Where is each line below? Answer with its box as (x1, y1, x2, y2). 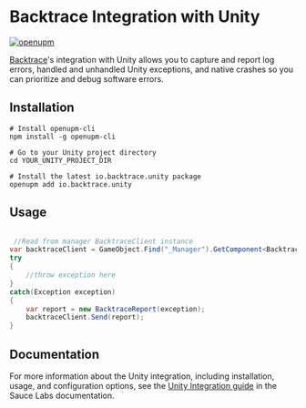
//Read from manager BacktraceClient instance (13, 237, 194, 246)
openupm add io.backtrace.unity (9, 179, 132, 189)
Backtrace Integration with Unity (9, 6, 260, 27)
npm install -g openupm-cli (9, 132, 117, 141)
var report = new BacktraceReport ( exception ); (25, 304, 206, 313)
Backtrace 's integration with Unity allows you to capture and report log (9, 54, 275, 65)
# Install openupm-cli (9, 124, 96, 133)
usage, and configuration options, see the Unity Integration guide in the (9, 381, 278, 391)
